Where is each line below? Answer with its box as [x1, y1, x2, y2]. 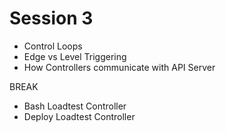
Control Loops [23, 40, 83, 52]
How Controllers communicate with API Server [23, 61, 216, 73]
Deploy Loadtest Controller [23, 110, 136, 122]
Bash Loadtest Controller [23, 100, 127, 112]
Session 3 [9, 7, 94, 30]
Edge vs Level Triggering [23, 50, 127, 62]
